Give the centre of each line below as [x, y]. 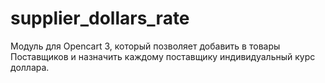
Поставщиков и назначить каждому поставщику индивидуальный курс [163, 56]
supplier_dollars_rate [100, 18]
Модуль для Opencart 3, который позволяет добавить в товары [145, 46]
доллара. [30, 67]
